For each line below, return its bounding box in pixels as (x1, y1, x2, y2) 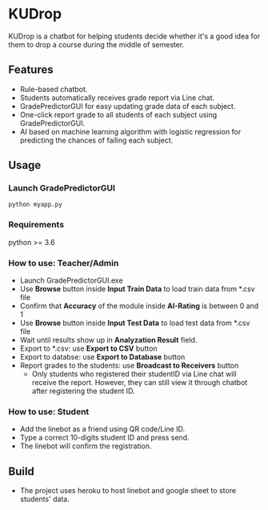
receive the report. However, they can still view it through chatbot (31, 378, 248, 388)
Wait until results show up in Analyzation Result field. (19, 335, 198, 345)
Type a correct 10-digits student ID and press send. (19, 433, 190, 443)
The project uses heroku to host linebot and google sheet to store (19, 486, 237, 496)
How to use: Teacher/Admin (8, 257, 119, 268)
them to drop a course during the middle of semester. (8, 39, 185, 49)
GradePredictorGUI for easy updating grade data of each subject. (19, 101, 236, 110)
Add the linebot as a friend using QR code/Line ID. (19, 424, 186, 434)
